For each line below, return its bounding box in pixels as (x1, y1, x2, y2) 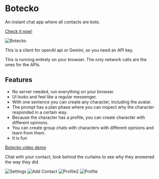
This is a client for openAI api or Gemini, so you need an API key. (5, 47, 134, 53)
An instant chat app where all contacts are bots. (5, 19, 101, 25)
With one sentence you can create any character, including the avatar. (12, 99, 152, 105)
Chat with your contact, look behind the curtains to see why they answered (5, 154, 155, 160)
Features (5, 76, 32, 84)
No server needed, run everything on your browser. (12, 88, 115, 95)
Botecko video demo (5, 144, 46, 150)
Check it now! (5, 28, 33, 34)
